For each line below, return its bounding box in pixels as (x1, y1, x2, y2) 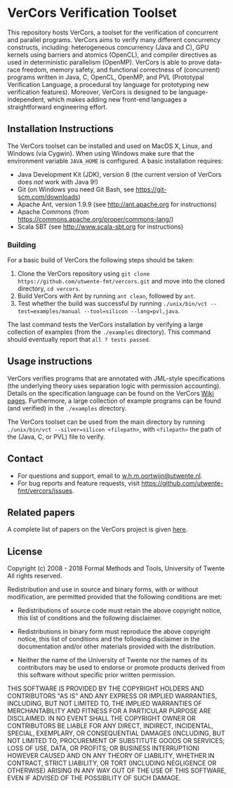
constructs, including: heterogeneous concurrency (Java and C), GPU (7, 43, 209, 51)
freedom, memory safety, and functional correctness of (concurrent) (22, 65, 220, 74)
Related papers (7, 507, 75, 519)
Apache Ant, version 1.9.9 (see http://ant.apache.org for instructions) (17, 200, 218, 208)
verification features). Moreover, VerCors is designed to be (7, 88, 178, 96)
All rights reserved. (7, 572, 62, 580)
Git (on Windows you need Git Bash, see (17, 185, 135, 194)
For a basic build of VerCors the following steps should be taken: (7, 256, 194, 265)
